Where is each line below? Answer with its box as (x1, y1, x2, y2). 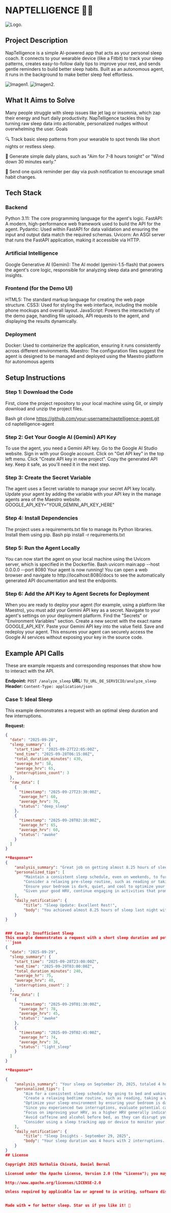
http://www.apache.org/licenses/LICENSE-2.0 (5, 1180, 101, 1186)
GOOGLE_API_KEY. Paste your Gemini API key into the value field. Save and (5, 623, 164, 629)
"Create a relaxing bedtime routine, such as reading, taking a (23, 1096, 163, 1101)
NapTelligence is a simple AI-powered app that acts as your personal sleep (5, 49, 162, 56)
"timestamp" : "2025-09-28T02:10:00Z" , (18, 818, 101, 823)
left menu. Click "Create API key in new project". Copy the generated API (5, 456, 158, 462)
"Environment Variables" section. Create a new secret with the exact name (5, 618, 162, 624)
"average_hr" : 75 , (14, 973, 53, 978)
